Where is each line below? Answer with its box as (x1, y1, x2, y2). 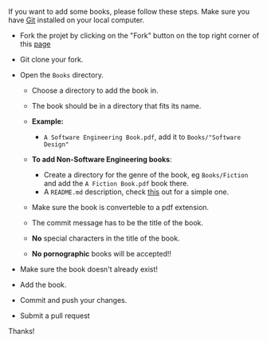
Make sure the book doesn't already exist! (19, 264, 158, 274)
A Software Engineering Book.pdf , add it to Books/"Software (43, 132, 241, 141)
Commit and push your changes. (19, 296, 128, 304)
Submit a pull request (19, 311, 90, 320)
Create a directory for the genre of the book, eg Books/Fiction (43, 170, 249, 179)
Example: (31, 117, 64, 126)
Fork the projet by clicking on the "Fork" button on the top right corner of (19, 31, 260, 40)
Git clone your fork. (19, 55, 84, 64)
